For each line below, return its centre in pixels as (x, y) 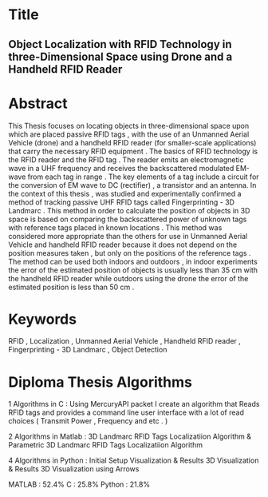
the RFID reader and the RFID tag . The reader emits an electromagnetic (126, 159)
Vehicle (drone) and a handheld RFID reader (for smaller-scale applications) (132, 142)
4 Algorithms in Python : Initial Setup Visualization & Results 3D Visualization (134, 460)
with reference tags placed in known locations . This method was (115, 227)
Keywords (43, 319)
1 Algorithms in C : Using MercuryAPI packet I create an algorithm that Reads (134, 404)
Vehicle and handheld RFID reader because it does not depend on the (123, 245)
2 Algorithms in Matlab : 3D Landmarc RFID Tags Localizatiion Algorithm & (130, 436)
